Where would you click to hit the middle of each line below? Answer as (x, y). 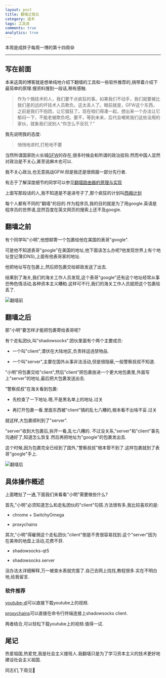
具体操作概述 (25, 482)
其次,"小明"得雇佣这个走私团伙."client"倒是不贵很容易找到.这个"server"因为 (81, 535)
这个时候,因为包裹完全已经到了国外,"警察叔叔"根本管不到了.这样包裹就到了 (80, 448)
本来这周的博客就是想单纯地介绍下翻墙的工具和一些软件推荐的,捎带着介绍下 (82, 82)
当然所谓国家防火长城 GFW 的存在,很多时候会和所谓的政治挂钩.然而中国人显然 (83, 155)
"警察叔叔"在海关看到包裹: (32, 389)
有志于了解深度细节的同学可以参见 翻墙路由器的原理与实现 (63, 182)
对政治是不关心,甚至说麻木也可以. (39, 161)
